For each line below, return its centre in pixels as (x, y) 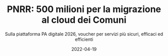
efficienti (84, 39)
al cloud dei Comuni (84, 20)
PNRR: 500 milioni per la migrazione (84, 9)
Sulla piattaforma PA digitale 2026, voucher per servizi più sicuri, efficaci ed (84, 34)
